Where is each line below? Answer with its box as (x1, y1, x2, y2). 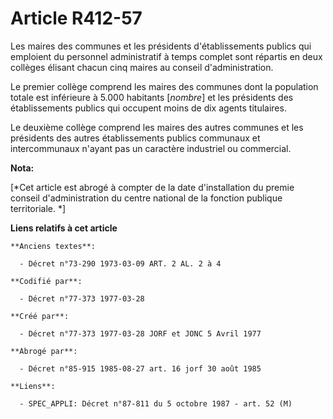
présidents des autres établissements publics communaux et (10, 132, 261, 144)
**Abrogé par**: (10, 346, 78, 356)
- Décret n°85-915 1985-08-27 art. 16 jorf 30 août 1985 (19, 363, 262, 374)
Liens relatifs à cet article (10, 222, 118, 234)
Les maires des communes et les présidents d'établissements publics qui (10, 40, 312, 52)
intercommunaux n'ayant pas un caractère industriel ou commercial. (10, 142, 292, 154)
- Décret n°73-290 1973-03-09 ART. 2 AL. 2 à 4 (19, 258, 222, 269)
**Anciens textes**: (10, 241, 97, 251)
